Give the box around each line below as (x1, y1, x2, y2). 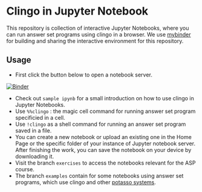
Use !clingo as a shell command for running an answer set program (15, 120, 186, 128)
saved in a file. (15, 126, 52, 134)
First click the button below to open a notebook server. (15, 71, 153, 78)
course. (15, 165, 35, 173)
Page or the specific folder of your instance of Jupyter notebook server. (15, 140, 196, 147)
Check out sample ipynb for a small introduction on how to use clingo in (15, 94, 195, 101)
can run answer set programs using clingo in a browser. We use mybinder (6, 30, 191, 38)
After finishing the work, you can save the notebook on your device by (15, 146, 192, 153)
